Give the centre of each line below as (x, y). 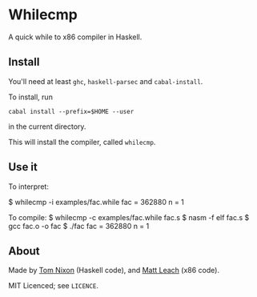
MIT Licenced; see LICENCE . (53, 286)
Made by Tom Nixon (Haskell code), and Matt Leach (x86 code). (114, 271)
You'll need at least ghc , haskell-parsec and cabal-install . (106, 81)
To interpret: (29, 187)
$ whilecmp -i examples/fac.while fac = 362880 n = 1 (96, 202)
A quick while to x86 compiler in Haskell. (75, 37)
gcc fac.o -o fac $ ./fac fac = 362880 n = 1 (79, 226)
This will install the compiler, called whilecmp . (82, 142)
